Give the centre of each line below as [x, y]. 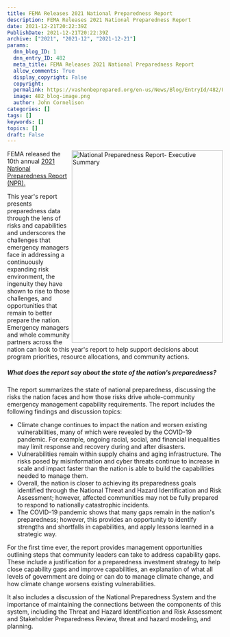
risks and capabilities [37, 226]
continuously [25, 262]
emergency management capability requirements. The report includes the [111, 405]
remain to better [30, 313]
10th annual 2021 [31, 161]
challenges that [29, 240]
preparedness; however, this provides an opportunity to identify [107, 520]
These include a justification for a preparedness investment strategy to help [114, 562]
